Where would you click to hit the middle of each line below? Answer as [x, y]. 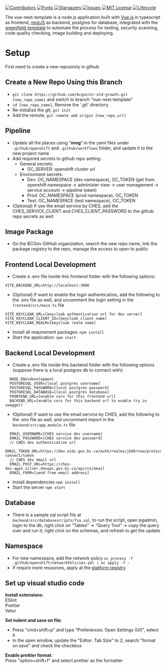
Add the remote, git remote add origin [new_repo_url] [69, 115]
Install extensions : [24, 595]
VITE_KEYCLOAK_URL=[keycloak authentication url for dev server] [74, 314]
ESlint [11, 600]
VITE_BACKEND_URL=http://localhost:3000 [47, 286]
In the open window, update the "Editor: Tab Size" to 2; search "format [84, 640]
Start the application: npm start [44, 337]
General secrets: [36, 164]
